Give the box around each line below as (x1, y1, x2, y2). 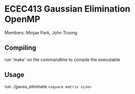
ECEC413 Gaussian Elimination (4, 3, 131, 15)
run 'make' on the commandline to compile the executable (4, 57, 120, 63)
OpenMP (4, 14, 41, 25)
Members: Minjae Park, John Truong (4, 30, 77, 35)
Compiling (4, 44, 37, 52)
